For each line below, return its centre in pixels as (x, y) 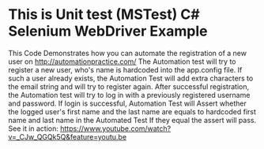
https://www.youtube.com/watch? (116, 129)
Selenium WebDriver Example (108, 31)
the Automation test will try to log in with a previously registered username (129, 95)
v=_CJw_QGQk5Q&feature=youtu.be (68, 136)
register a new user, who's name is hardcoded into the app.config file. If (125, 69)
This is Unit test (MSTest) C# (104, 15)
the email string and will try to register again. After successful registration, (129, 86)
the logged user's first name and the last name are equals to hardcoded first (132, 111)
